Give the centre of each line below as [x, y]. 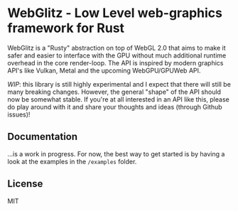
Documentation [43, 137]
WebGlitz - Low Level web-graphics [115, 13]
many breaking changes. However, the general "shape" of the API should [114, 92]
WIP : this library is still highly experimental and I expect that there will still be [119, 84]
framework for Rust [66, 28]
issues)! [19, 114]
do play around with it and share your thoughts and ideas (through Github [115, 107]
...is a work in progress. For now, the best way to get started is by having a [116, 153]
